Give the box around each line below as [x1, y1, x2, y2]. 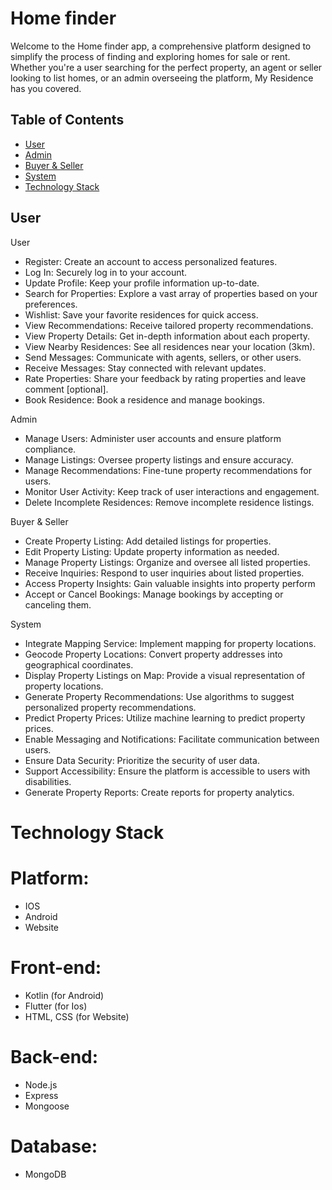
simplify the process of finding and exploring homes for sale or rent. [10, 50, 291, 62]
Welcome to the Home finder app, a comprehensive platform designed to [10, 40, 312, 52]
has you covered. [10, 82, 82, 94]
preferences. [24, 298, 78, 310]
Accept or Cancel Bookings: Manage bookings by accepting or [24, 588, 284, 600]
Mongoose [24, 1100, 70, 1112]
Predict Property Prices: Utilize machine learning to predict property [24, 712, 306, 724]
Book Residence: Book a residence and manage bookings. [24, 393, 266, 406]
